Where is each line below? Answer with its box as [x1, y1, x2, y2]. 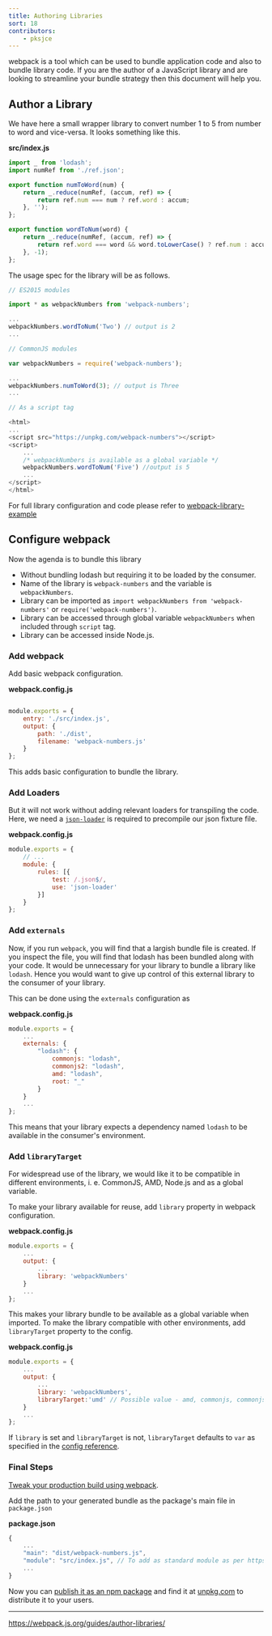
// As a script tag [8, 404, 74, 412]
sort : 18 [8, 19, 38, 28]
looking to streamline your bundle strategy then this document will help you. [8, 74, 261, 83]
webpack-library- [186, 500, 245, 510]
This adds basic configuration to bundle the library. [8, 767, 179, 777]
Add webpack [8, 650, 65, 661]
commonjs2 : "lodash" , [51, 1062, 125, 1071]
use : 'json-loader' [51, 883, 117, 891]
